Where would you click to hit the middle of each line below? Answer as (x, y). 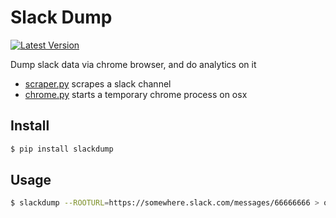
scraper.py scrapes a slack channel (98, 83)
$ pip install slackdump (62, 149)
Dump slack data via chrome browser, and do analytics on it (133, 64)
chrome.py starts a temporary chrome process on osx (136, 94)
